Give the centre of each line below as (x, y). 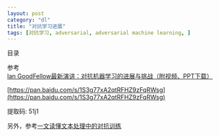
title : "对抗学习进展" (36, 26)
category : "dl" (29, 20)
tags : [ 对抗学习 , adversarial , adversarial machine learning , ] (99, 33)
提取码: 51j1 (23, 111)
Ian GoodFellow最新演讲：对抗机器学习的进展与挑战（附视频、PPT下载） (110, 76)
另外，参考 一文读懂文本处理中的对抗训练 (64, 126)
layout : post (26, 13)
